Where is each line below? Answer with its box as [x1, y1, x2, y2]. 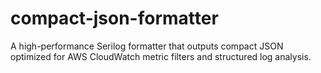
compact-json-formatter [10, 7, 219, 30]
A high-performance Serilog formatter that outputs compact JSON [10, 40, 284, 52]
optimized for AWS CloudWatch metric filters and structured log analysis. [10, 50, 312, 62]
